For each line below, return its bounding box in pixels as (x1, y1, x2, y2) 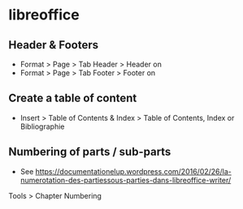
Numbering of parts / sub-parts (8, 145, 171, 159)
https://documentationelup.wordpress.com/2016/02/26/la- (35, 166, 232, 176)
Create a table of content (8, 92, 137, 105)
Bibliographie (20, 122, 65, 131)
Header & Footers (8, 38, 99, 52)
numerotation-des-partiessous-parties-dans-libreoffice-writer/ (20, 175, 232, 185)
